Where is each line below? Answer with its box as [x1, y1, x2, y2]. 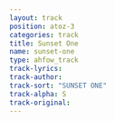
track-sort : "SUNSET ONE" [9, 81, 107, 90]
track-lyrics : [9, 65, 63, 74]
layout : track [9, 13, 63, 23]
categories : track [9, 30, 79, 39]
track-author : [9, 73, 63, 82]
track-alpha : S [9, 89, 67, 98]
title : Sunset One [9, 38, 79, 48]
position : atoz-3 [9, 22, 75, 31]
